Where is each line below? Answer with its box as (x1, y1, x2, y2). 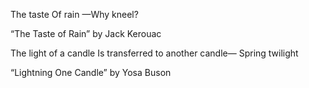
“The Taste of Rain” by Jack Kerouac (10, 28, 162, 39)
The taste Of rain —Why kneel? (10, 9, 139, 20)
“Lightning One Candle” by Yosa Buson (10, 67, 172, 78)
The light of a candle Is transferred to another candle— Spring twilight (10, 47, 299, 59)
